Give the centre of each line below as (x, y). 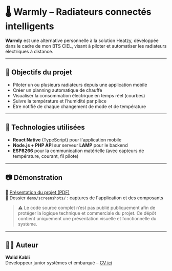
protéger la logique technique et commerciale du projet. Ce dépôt (87, 213)
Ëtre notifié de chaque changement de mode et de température (79, 106)
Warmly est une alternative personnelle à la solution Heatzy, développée (82, 40)
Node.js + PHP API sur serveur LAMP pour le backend (70, 145)
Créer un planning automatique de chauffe (57, 90)
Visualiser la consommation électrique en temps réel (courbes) (79, 95)
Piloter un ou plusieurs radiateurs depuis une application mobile (80, 85)
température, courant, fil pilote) (46, 156)
